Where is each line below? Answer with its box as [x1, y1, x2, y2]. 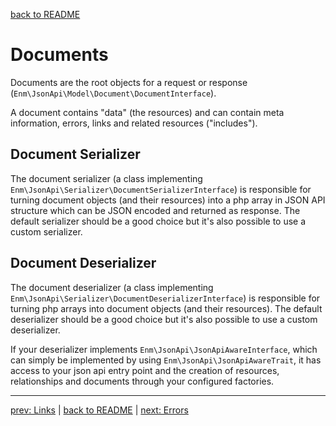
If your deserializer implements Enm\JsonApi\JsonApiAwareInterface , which [10, 343, 318, 355]
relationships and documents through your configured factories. [10, 375, 275, 387]
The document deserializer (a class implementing [10, 281, 214, 293]
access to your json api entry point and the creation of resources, [10, 364, 280, 376]
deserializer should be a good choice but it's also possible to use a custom [10, 313, 318, 325]
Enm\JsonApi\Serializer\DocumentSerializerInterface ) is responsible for [10, 183, 312, 195]
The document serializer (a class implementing [10, 172, 203, 184]
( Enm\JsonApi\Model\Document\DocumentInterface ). [10, 87, 217, 99]
